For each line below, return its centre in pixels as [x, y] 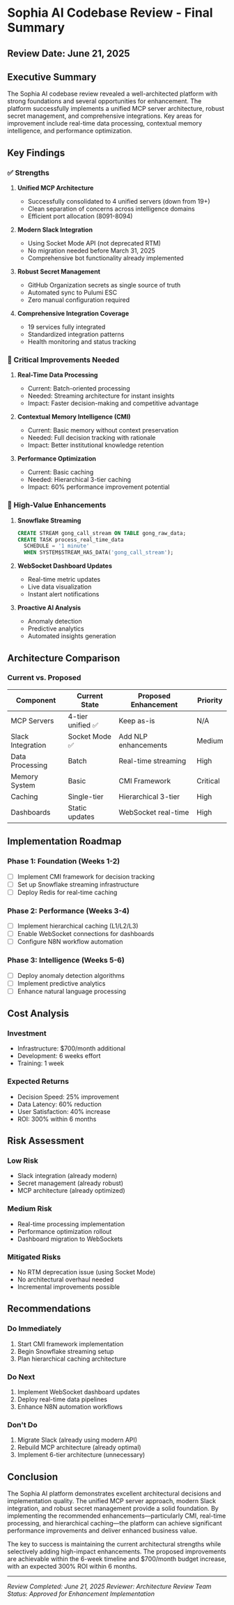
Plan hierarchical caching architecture [72, 1359]
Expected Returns [38, 1081]
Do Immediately [34, 1329]
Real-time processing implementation [71, 1224]
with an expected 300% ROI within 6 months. [72, 1567]
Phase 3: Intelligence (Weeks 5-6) [66, 960]
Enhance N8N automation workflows [70, 1406]
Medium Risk [30, 1209]
